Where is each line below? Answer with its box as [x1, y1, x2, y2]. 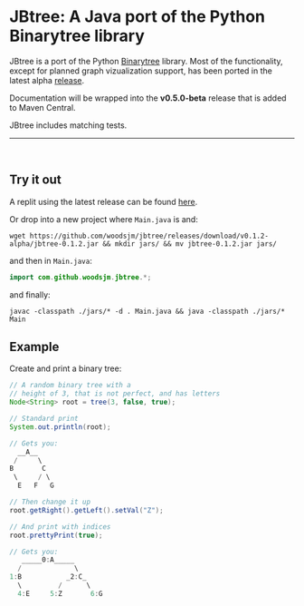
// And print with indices [9, 522, 111, 532]
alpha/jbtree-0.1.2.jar [9, 239, 100, 249]
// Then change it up [9, 497, 91, 507]
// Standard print [9, 415, 79, 424]
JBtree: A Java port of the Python [9, 6, 265, 27]
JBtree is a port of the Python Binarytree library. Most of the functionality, [9, 55, 283, 66]
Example [9, 339, 60, 355]
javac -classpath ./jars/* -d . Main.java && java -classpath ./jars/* [9, 307, 285, 316]
